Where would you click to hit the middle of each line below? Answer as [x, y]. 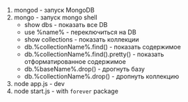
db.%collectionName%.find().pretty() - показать [94, 54]
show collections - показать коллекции [81, 40]
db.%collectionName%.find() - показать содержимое [102, 47]
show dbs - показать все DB [66, 25]
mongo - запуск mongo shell [55, 17]
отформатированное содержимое [75, 61]
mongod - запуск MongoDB [54, 10]
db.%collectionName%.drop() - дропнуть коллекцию [102, 76]
